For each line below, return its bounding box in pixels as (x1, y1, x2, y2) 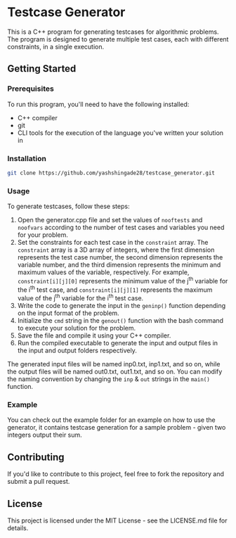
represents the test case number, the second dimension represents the (17, 253, 223, 262)
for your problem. (17, 231, 69, 239)
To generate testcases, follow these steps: (7, 202, 130, 211)
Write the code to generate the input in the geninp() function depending (17, 302, 226, 310)
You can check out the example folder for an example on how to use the (7, 416, 216, 424)
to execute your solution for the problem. (17, 324, 136, 333)
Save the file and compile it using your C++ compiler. (17, 331, 171, 340)
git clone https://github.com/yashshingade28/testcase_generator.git (7, 169, 216, 177)
